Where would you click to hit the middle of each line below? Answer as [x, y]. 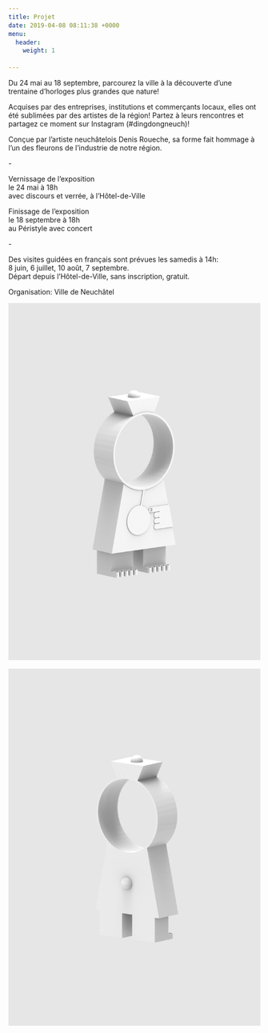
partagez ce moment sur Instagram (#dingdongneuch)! [99, 124]
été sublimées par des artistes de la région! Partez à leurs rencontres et [126, 115]
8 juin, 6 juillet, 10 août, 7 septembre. [69, 268]
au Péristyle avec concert [50, 228]
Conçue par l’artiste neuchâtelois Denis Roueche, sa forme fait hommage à [132, 139]
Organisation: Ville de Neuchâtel [61, 292]
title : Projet [32, 17]
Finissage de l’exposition [49, 211]
